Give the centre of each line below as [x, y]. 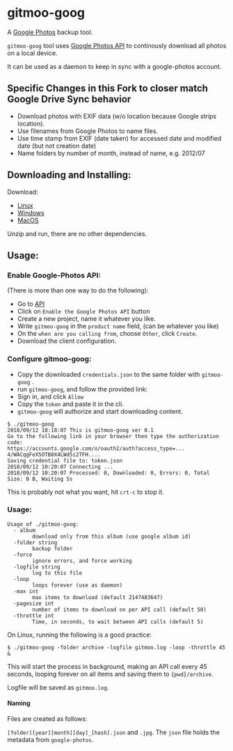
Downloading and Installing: [69, 175]
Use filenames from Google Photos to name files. [88, 131]
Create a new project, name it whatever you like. [87, 319]
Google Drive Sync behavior [69, 99]
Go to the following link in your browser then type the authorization [113, 436]
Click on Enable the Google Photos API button [83, 311]
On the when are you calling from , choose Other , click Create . [107, 334]
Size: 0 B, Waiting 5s [40, 479]
